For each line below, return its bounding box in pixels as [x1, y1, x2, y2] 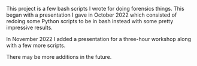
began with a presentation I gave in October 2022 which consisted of [6, 11, 177, 18]
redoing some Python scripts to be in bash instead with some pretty [6, 18, 174, 24]
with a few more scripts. [6, 42, 66, 49]
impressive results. [6, 24, 53, 31]
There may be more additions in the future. [6, 54, 112, 60]
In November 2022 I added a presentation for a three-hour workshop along [6, 36, 192, 42]
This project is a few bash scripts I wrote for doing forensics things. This [6, 5, 184, 12]
